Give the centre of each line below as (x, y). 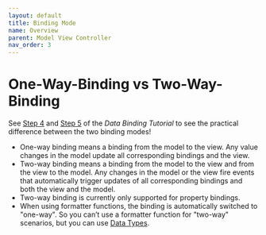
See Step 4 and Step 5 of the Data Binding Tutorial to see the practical (123, 123)
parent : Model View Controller (60, 38)
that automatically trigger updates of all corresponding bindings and (131, 181)
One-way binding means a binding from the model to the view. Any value (139, 147)
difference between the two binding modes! (80, 132)
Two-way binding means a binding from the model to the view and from (137, 164)
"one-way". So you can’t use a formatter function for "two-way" (124, 214)
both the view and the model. (67, 189)
